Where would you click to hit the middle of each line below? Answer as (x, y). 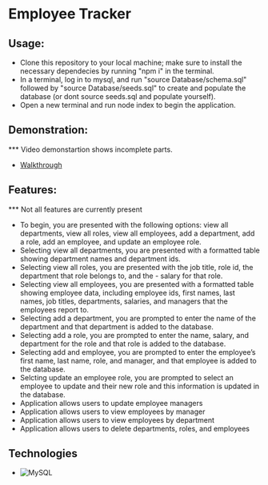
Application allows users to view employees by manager (112, 411)
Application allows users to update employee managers (111, 403)
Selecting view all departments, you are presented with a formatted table (140, 250)
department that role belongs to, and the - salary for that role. (121, 276)
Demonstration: (48, 130)
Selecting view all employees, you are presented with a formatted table (137, 284)
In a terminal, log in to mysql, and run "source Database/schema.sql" (133, 80)
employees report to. (54, 309)
